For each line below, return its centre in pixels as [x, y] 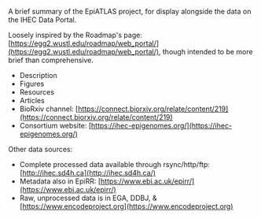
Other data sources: [40, 149]
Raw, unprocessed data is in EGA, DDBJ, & [88, 198]
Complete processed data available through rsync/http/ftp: [115, 164]
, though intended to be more [206, 52]
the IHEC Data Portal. [42, 20]
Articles [32, 100]
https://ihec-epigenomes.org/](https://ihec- [162, 126]
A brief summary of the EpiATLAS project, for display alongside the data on [130, 11]
